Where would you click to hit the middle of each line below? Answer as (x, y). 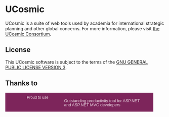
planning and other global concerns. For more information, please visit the (82, 28)
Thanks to (22, 83)
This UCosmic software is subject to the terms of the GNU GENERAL (77, 62)
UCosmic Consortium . (28, 34)
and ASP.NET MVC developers (92, 105)
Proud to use (38, 97)
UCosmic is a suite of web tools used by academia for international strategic (85, 23)
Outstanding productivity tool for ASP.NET (102, 101)
